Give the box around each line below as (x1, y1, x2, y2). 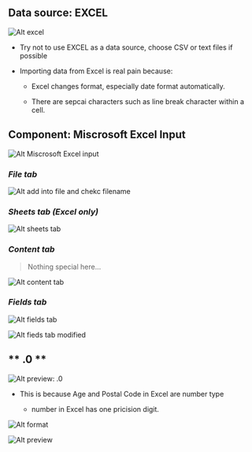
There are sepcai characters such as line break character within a (31, 96, 244, 106)
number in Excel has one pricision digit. (31, 404, 160, 413)
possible (19, 50, 48, 60)
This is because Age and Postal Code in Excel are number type (19, 389, 224, 398)
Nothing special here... (27, 262, 102, 271)
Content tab (8, 244, 55, 255)
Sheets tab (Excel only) (8, 206, 99, 217)
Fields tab (8, 297, 47, 308)
